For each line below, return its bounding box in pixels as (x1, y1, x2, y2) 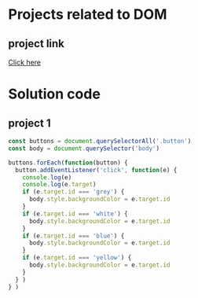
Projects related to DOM (8, 6, 167, 24)
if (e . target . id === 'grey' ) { (22, 188, 125, 196)
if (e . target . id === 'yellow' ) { (22, 254, 132, 262)
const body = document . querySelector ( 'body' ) (8, 144, 159, 153)
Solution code (8, 85, 101, 103)
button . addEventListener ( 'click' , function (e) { (15, 166, 178, 174)
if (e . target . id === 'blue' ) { (22, 232, 125, 240)
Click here (8, 57, 42, 67)
